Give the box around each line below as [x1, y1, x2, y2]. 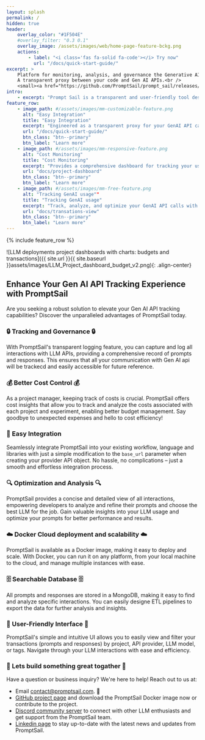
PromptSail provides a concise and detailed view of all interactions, [6, 495, 175, 502]
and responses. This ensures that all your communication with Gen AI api [6, 357, 190, 364]
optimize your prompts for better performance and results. [6, 515, 154, 521]
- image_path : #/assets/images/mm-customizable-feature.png [17, 105, 173, 112]
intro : [6, 89, 23, 95]
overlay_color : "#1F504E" [17, 32, 84, 38]
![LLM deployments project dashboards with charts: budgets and [6, 249, 170, 255]
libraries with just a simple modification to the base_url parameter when [6, 450, 187, 457]
